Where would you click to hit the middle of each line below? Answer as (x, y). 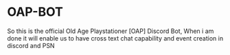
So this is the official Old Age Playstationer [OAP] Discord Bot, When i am (111, 31)
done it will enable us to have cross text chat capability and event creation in (115, 38)
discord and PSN (31, 45)
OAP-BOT (35, 12)
